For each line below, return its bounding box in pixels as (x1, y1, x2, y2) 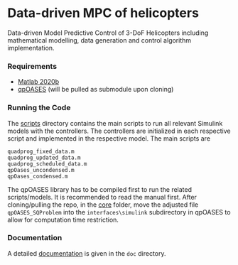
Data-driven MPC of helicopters (7, 5, 199, 21)
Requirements (7, 61, 58, 71)
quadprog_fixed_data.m (7, 148, 75, 155)
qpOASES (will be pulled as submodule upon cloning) (17, 85, 174, 94)
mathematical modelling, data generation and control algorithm (7, 36, 192, 44)
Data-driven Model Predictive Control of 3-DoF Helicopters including (7, 28, 209, 37)
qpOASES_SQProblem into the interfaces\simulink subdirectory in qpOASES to (7, 207, 231, 216)
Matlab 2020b (17, 77, 59, 86)
